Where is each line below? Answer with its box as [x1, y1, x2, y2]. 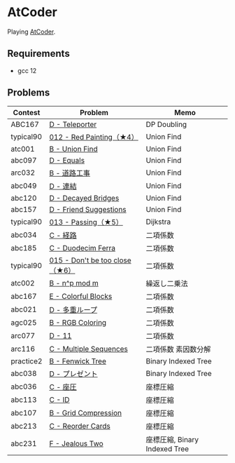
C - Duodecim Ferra [48, 243, 116, 253]
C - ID [48, 394, 70, 404]
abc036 [10, 382, 37, 391]
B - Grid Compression [48, 408, 122, 417]
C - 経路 [48, 230, 77, 240]
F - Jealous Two [48, 438, 104, 448]
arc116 [10, 344, 36, 354]
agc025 [10, 317, 37, 327]
